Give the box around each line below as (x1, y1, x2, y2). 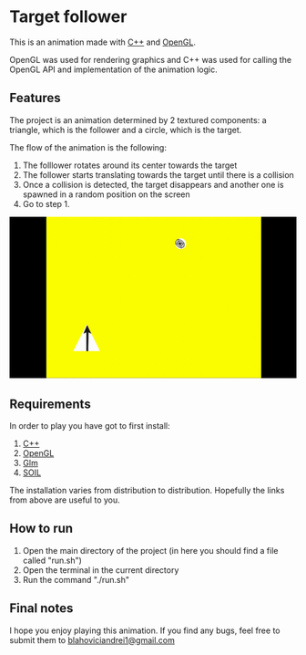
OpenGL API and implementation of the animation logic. (9, 64, 218, 75)
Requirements (9, 396, 91, 411)
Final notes (9, 600, 74, 617)
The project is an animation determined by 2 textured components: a (9, 114, 267, 125)
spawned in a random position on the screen (22, 189, 191, 200)
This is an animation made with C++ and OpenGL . (9, 36, 196, 47)
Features (9, 90, 61, 106)
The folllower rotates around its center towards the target (22, 160, 238, 171)
